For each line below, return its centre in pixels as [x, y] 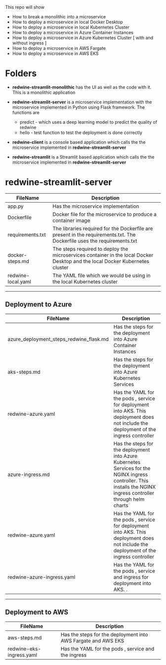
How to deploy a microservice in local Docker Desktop [68, 22]
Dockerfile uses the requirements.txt [95, 241]
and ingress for [131, 577]
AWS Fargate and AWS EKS [92, 641]
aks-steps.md [24, 372]
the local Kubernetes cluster [85, 281]
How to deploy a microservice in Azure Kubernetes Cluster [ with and [83, 38]
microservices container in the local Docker [103, 255]
